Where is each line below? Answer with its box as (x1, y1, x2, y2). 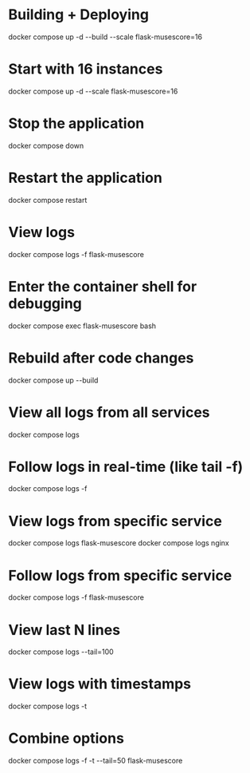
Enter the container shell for (8, 277, 197, 295)
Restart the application (8, 169, 163, 187)
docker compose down (8, 141, 84, 150)
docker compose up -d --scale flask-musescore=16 (8, 86, 178, 96)
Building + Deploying (8, 6, 150, 24)
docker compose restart (8, 195, 88, 204)
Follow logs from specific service (8, 566, 232, 585)
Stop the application (8, 114, 145, 133)
